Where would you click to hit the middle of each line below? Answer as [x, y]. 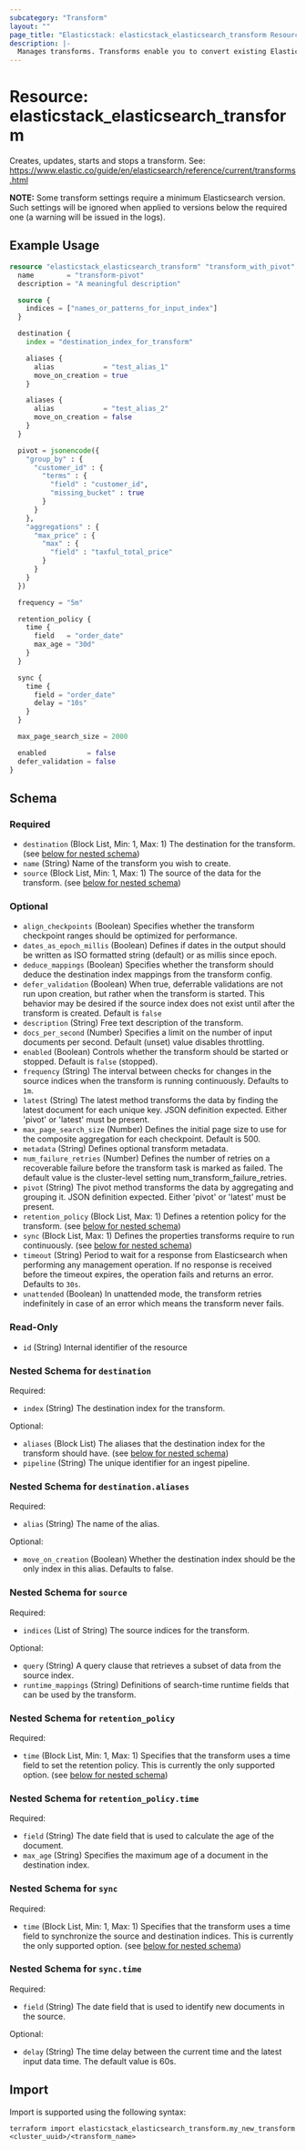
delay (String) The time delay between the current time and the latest [152, 2052]
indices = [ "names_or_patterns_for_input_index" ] [122, 309]
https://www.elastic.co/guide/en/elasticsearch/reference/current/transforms [153, 170]
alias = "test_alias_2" [101, 409]
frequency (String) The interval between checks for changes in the [147, 1071]
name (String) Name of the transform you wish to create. [127, 864]
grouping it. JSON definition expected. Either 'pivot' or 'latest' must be [154, 1197]
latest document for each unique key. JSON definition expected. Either [155, 1110]
